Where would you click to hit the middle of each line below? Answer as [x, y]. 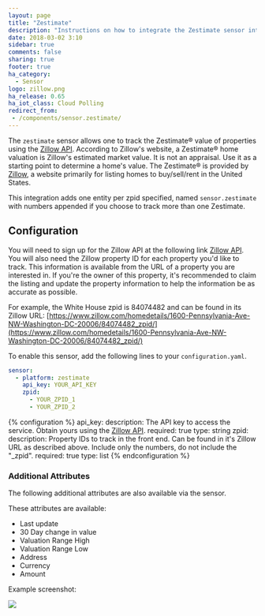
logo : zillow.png [37, 89]
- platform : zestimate [52, 378]
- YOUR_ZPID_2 [52, 407]
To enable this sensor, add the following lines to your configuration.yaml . [127, 356]
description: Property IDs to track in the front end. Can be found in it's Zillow [132, 439]
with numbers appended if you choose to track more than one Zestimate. [127, 206]
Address [33, 558]
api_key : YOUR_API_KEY [60, 385]
